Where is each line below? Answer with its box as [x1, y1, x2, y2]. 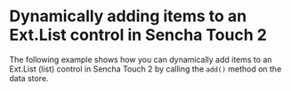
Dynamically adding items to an [9, 6, 247, 27]
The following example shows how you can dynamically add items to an [9, 54, 273, 64]
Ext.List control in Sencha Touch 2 [9, 25, 267, 45]
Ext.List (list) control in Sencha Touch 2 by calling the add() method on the [9, 64, 282, 74]
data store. [9, 72, 49, 83]
